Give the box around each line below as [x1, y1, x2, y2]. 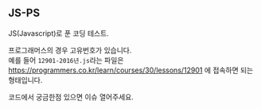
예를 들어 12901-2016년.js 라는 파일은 [8, 55, 124, 64]
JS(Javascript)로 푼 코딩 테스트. [8, 28, 109, 38]
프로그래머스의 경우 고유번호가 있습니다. [8, 45, 132, 55]
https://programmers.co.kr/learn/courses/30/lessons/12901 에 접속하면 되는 [8, 65, 254, 75]
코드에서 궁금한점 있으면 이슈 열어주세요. [8, 91, 134, 102]
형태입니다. [8, 75, 43, 84]
